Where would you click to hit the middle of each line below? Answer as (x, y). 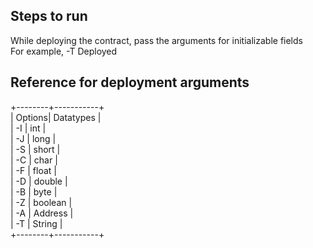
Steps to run (49, 16)
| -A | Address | (42, 213)
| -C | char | (34, 160)
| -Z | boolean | (41, 202)
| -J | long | (33, 138)
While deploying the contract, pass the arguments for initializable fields (156, 40)
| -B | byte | (34, 191)
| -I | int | (28, 128)
